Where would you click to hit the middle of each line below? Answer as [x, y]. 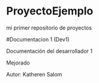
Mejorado [18, 63]
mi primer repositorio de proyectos [49, 28]
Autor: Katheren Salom [34, 74]
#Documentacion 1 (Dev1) [38, 39]
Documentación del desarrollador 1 [49, 51]
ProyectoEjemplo [50, 11]
